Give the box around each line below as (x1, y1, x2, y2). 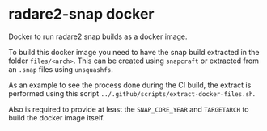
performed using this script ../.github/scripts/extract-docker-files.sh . (8, 88, 256, 98)
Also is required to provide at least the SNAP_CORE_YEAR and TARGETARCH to (8, 104, 249, 114)
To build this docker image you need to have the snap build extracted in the (8, 47, 260, 57)
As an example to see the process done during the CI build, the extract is (8, 80, 252, 90)
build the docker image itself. (8, 112, 105, 122)
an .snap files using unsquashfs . (8, 64, 113, 74)
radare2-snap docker (8, 5, 155, 23)
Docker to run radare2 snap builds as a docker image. (8, 32, 188, 41)
